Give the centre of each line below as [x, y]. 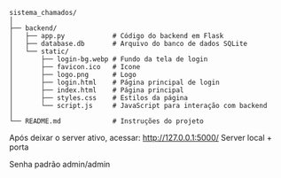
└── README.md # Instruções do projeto [106, 121]
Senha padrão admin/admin [60, 164]
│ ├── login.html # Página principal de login [114, 82]
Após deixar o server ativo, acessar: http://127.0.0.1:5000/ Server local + [140, 138]
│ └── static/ [39, 51]
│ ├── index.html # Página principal [97, 90]
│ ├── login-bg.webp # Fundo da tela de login [109, 59]
